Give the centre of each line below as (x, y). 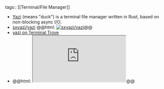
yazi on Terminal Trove (35, 32)
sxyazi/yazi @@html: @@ (52, 27)
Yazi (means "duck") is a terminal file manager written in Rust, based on (86, 17)
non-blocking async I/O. (37, 22)
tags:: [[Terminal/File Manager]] (38, 7)
